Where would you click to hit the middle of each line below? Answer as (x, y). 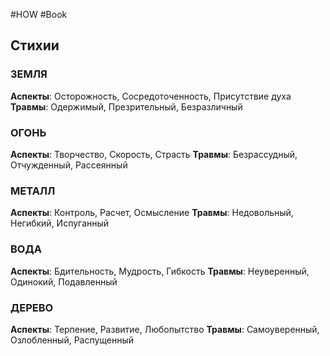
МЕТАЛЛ (33, 191)
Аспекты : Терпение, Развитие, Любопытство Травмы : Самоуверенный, (165, 329)
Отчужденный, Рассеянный (69, 165)
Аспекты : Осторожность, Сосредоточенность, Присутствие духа (151, 96)
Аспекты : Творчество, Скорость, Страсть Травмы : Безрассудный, (154, 154)
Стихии (35, 45)
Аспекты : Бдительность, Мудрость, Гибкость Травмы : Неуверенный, (160, 271)
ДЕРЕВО (32, 307)
